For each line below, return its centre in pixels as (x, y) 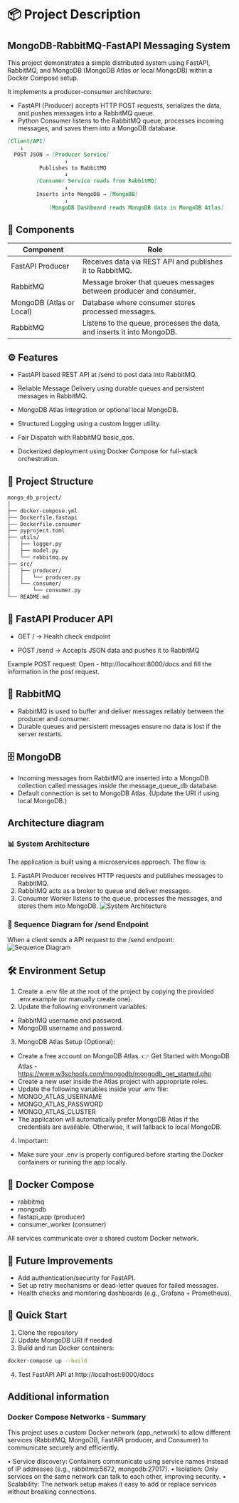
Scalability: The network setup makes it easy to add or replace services (112, 1484)
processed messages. (119, 311)
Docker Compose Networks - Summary (77, 1417)
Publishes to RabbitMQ (73, 168)
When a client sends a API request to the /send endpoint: (91, 940)
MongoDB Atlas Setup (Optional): (66, 1042)
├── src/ (20, 564)
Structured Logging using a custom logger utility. (89, 424)
